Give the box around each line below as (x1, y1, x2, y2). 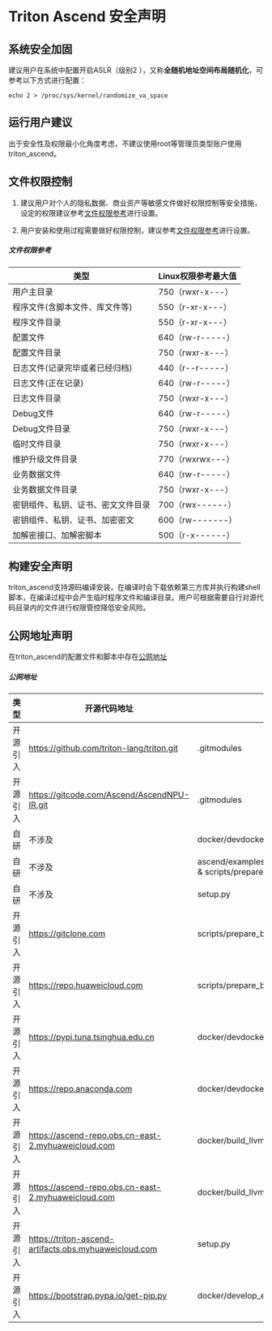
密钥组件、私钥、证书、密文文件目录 (12, 499, 151, 510)
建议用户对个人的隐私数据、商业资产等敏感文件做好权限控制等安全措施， (19, 198, 261, 208)
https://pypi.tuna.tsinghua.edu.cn (28, 1032, 155, 1043)
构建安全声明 (8, 559, 73, 573)
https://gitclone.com (28, 928, 106, 939)
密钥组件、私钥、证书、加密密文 (12, 514, 135, 526)
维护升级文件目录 (12, 453, 79, 465)
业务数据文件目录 (12, 483, 79, 495)
